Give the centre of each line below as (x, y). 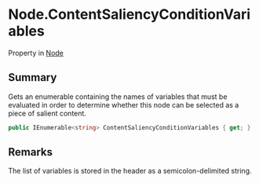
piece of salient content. (47, 113)
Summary (33, 77)
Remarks (31, 152)
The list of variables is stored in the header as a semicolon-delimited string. (130, 171)
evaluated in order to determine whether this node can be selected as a (124, 104)
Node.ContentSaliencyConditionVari (129, 15)
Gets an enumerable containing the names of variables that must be (118, 97)
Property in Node (36, 53)
